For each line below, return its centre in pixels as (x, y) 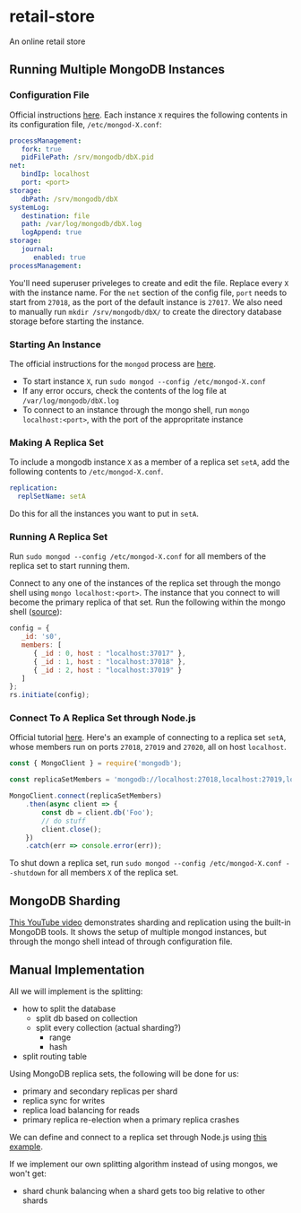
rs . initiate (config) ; (50, 695)
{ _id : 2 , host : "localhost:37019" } (107, 670)
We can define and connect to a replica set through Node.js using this (138, 1137)
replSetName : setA (52, 497)
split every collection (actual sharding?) (108, 1027)
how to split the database (69, 1008)
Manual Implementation (77, 969)
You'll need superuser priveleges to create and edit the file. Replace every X (149, 283)
